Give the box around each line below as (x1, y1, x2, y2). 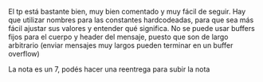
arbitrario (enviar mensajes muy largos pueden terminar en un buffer (8, 41, 234, 50)
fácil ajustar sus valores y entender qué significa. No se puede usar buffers (8, 24, 255, 33)
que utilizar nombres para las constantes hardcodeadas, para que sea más (8, 15, 254, 25)
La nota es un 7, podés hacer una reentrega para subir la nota (8, 64, 210, 74)
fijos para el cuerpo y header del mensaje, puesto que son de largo (8, 32, 229, 41)
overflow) (8, 49, 40, 58)
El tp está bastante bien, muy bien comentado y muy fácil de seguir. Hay (8, 7, 246, 16)
